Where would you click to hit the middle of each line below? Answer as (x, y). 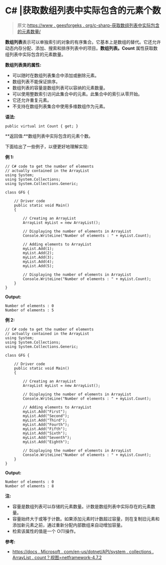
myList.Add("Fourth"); (46, 424)
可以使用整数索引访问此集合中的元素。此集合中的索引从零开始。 (77, 94)
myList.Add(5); (39, 266)
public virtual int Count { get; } (42, 126)
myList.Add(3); (39, 257)
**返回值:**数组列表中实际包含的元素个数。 (49, 136)
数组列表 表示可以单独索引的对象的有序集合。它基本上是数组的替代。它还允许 (83, 42)
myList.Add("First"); (45, 412)
